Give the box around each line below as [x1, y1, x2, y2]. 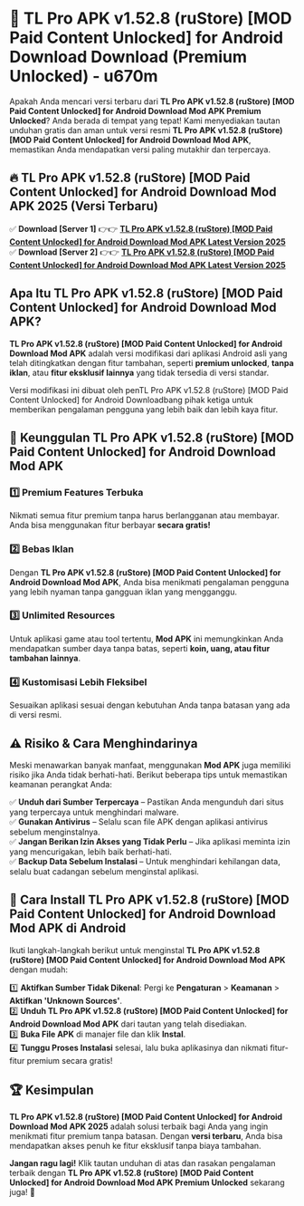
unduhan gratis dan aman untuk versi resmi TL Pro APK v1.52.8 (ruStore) [9, 124, 283, 135]
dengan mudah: [9, 964, 68, 975]
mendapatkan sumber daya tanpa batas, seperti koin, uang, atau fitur [9, 642, 271, 653]
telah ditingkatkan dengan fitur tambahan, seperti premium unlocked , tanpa [9, 357, 294, 368]
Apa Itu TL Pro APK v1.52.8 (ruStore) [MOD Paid [9, 285, 283, 302]
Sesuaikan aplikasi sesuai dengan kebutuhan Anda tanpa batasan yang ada [9, 699, 290, 710]
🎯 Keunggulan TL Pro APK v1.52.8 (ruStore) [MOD [9, 429, 294, 445]
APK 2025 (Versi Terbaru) [9, 198, 158, 214]
